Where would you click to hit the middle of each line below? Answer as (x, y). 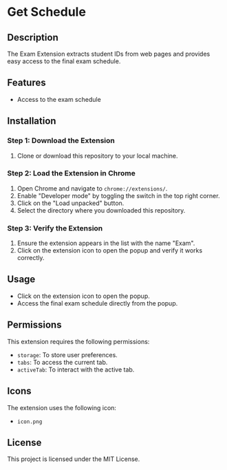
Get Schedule (46, 12)
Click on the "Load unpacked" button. (71, 203)
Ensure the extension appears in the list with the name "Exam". (106, 243)
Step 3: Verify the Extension (55, 228)
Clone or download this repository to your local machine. (97, 156)
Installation (32, 121)
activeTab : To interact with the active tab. (76, 370)
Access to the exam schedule (59, 99)
